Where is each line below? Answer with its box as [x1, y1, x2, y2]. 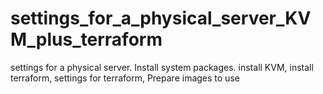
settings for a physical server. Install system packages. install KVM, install [10, 61, 314, 73]
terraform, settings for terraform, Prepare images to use [10, 72, 240, 84]
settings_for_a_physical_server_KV [10, 7, 312, 30]
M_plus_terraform [10, 28, 163, 51]
